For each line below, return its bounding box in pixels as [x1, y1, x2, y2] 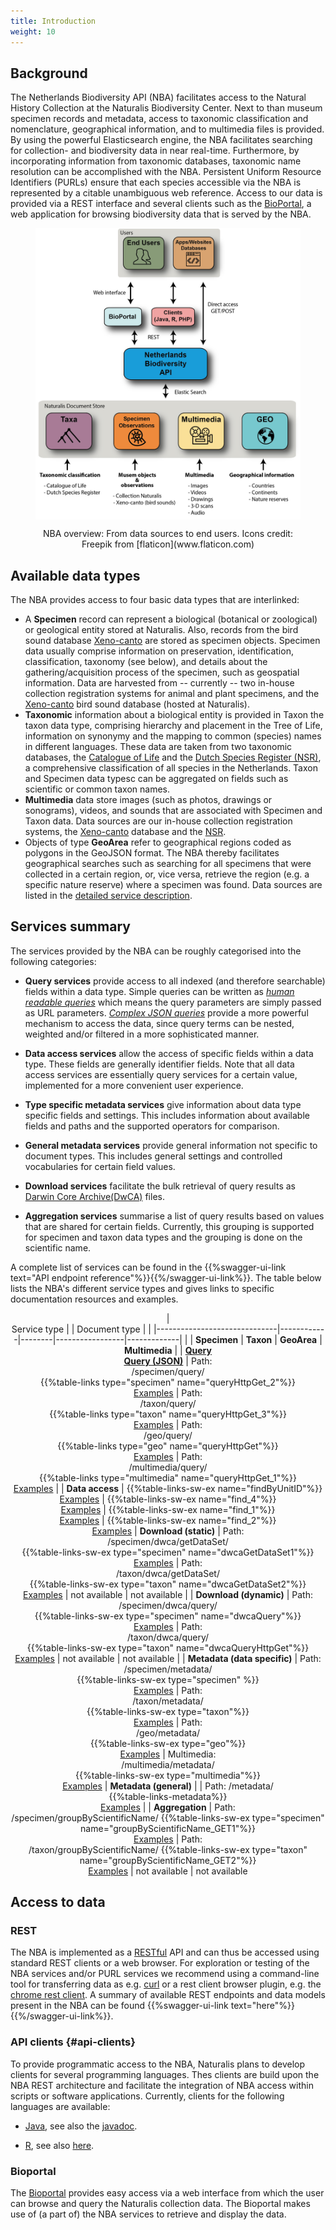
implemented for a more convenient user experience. [24, 1079, 244, 1091]
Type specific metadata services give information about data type [24, 1098, 302, 1110]
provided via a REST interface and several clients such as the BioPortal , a [10, 198, 312, 210]
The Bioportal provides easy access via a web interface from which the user [10, 2187, 325, 2199]
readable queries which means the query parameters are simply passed [24, 996, 322, 1008]
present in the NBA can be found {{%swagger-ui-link [10, 2000, 229, 2012]
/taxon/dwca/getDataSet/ [116, 1567, 220, 1579]
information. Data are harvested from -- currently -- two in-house [24, 676, 295, 689]
